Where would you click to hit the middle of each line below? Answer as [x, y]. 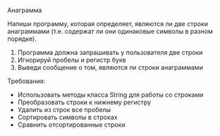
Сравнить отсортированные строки [71, 125]
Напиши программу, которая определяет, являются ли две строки [108, 24]
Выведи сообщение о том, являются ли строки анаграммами [110, 67]
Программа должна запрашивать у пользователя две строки [110, 52]
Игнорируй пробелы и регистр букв [72, 60]
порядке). [22, 39]
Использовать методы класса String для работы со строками [110, 95]
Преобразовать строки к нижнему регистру [84, 102]
